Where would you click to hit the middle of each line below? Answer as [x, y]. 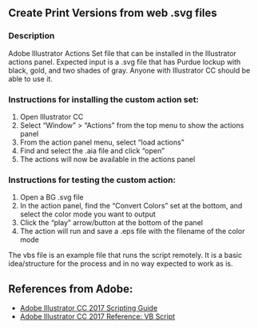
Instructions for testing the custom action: [92, 180]
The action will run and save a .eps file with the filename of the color [132, 232]
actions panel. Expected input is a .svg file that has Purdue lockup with [125, 61]
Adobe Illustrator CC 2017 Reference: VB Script [97, 317]
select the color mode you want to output [87, 214]
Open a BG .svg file [52, 197]
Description [32, 36]
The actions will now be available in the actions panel [107, 159]
